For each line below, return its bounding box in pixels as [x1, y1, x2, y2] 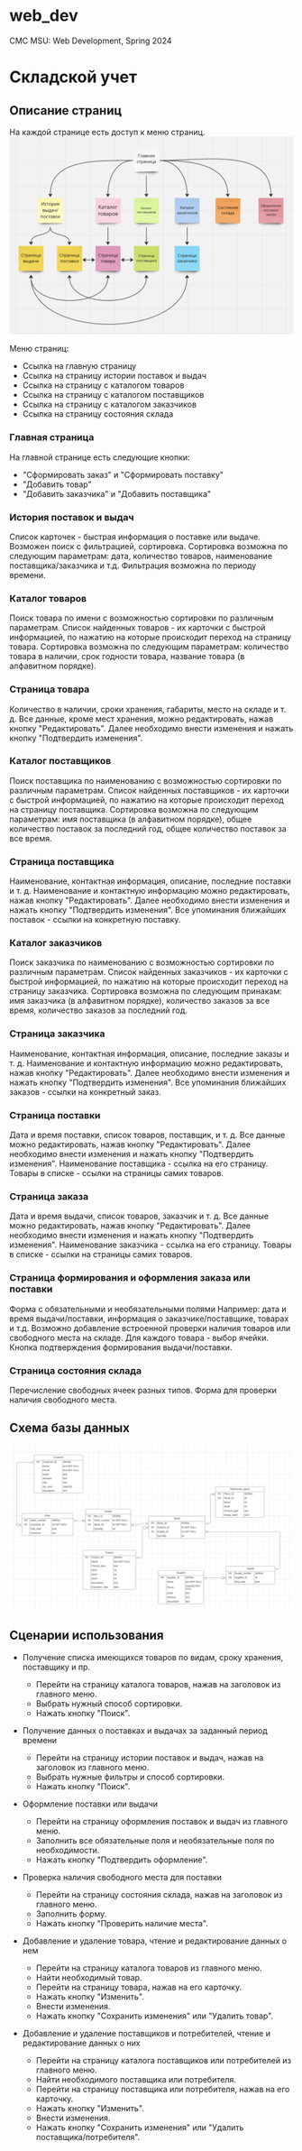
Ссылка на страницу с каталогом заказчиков [22, 399, 197, 410]
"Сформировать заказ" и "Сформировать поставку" [22, 469, 224, 480]
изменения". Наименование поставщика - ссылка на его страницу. [9, 1158, 269, 1169]
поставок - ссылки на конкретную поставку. [9, 915, 181, 925]
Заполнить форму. [35, 1908, 107, 1919]
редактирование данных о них [22, 2037, 142, 2048]
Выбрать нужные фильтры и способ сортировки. [35, 1771, 225, 1782]
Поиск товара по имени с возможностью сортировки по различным [9, 612, 274, 623]
